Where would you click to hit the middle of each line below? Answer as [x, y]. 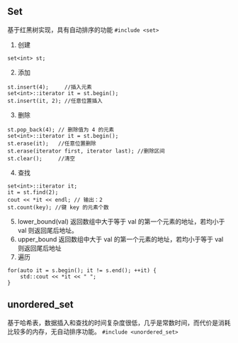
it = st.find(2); [33, 192]
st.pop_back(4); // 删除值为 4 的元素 [61, 130]
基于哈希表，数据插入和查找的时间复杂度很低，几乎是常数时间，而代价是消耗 [119, 322]
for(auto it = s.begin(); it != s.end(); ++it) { [82, 270]
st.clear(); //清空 [41, 158]
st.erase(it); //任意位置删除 [52, 143]
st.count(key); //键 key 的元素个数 [58, 207]
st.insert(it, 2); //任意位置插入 [55, 101]
